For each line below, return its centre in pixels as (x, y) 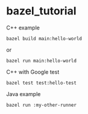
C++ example (23, 28)
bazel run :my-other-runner (42, 105)
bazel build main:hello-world (44, 38)
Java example (24, 94)
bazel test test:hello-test (42, 83)
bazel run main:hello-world (42, 61)
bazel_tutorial (41, 11)
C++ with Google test (33, 72)
